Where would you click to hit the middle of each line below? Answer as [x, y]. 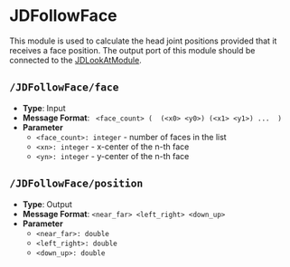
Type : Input [44, 108]
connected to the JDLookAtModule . [75, 60]
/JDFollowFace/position [76, 184]
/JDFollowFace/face [64, 87]
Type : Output [47, 204]
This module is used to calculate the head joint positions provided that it [143, 41]
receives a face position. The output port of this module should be [132, 50]
